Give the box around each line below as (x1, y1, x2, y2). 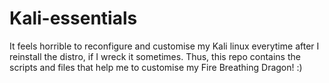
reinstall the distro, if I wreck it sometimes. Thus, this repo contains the (9, 50, 301, 62)
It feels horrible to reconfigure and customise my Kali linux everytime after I (9, 40, 320, 52)
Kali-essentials (9, 7, 138, 30)
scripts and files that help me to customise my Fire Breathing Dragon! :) (9, 61, 303, 73)
